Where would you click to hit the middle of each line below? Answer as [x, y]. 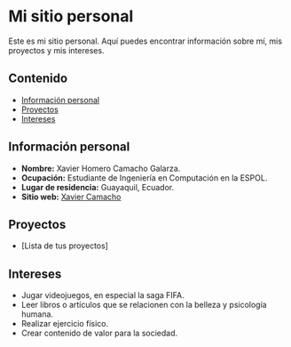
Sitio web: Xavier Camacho [71, 197]
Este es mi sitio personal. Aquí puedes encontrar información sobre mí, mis [145, 41]
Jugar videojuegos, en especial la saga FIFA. [103, 295]
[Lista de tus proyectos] [64, 246]
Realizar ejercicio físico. [64, 324]
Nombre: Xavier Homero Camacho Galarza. [101, 168]
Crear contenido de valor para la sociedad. [99, 333]
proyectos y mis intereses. [56, 50]
